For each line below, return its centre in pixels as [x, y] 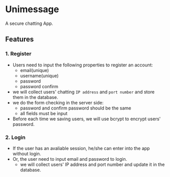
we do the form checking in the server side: [58, 102]
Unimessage [32, 9]
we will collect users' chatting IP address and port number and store [83, 92]
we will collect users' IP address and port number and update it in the [92, 164]
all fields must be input [44, 113]
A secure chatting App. [29, 23]
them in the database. [35, 97]
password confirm [39, 86]
